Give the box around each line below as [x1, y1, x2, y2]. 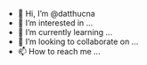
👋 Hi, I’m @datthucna [17, 9, 95, 18]
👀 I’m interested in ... [17, 18, 94, 28]
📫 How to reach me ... [17, 47, 101, 56]
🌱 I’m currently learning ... [17, 27, 113, 37]
